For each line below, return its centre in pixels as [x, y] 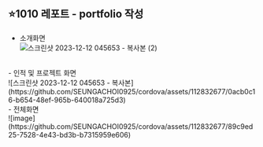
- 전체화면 [24, 109]
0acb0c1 [242, 91]
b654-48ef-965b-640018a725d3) [70, 100]
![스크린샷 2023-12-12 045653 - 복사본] [71, 83]
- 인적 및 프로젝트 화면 [43, 72]
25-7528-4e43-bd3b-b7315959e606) [70, 134]
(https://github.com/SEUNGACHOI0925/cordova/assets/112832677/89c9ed [131, 126]
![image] [22, 118]
